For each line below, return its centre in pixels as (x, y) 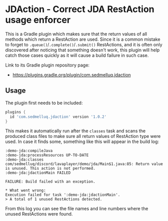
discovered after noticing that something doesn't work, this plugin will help (82, 50)
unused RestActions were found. (39, 214)
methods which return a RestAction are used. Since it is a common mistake (83, 39)
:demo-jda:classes (24, 160)
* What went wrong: (26, 191)
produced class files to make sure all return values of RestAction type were (83, 136)
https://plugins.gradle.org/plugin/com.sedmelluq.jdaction (72, 75)
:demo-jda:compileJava (29, 151)
